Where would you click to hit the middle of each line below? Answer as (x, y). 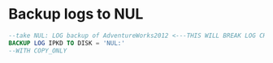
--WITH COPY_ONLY (38, 50)
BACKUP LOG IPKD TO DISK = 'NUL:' (67, 43)
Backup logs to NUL (76, 14)
